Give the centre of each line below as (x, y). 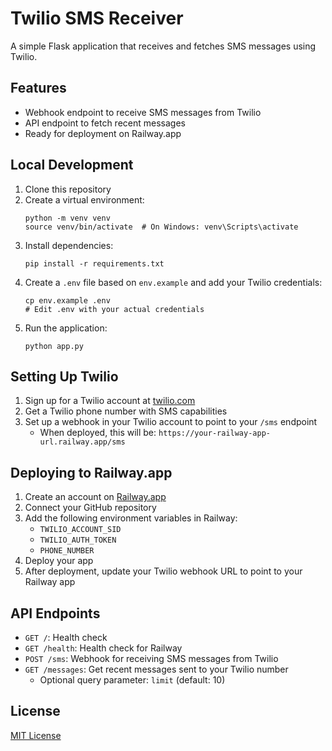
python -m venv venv (67, 218)
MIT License (36, 735)
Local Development (72, 165)
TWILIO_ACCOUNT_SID (80, 530)
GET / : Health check (66, 637)
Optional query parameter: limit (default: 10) (132, 680)
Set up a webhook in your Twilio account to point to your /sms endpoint (171, 422)
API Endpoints (55, 613)
